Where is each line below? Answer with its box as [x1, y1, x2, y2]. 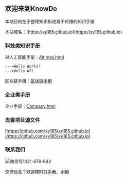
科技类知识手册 [5, 42, 40, 49]
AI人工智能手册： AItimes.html [5, 54, 64, 60]
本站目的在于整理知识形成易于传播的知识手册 [5, 19, 95, 24]
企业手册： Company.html [5, 103, 56, 109]
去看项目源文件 [5, 117, 40, 123]
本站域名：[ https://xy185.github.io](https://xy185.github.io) [5, 29, 123, 35]
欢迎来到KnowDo [5, 4, 57, 13]
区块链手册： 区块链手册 [5, 78, 52, 84]
